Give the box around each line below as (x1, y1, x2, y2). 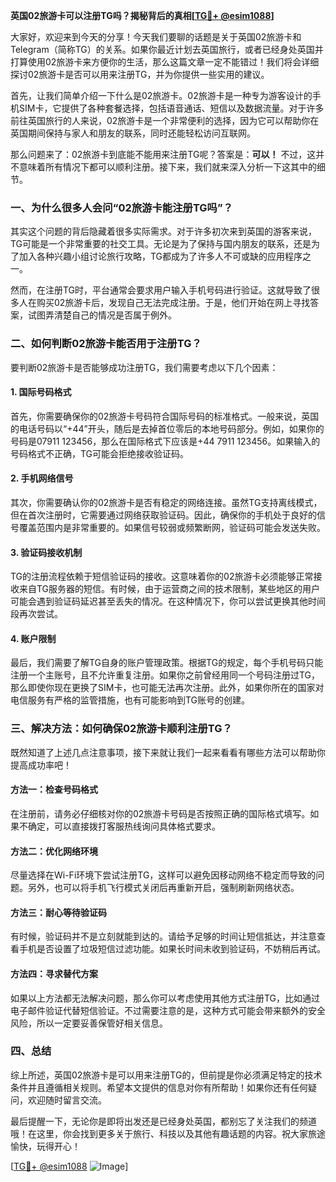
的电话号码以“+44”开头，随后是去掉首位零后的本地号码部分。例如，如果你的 (10, 422, 325, 434)
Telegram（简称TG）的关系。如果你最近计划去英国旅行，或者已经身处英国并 (10, 44, 324, 55)
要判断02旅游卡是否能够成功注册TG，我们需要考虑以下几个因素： (10, 361, 279, 373)
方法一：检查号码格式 (10, 784, 98, 796)
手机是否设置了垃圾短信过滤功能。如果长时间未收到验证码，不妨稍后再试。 (18, 943, 326, 955)
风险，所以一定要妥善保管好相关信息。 (10, 1017, 168, 1029)
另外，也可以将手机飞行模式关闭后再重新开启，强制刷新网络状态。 (27, 882, 300, 894)
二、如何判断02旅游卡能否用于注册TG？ (10, 337, 202, 351)
